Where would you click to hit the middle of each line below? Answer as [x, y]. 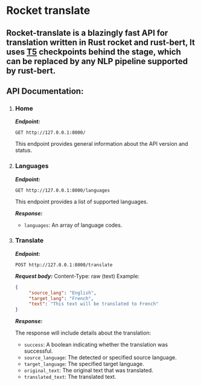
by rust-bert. [31, 70]
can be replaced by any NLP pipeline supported [97, 61]
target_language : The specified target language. [84, 364]
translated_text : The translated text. [70, 377]
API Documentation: [45, 91]
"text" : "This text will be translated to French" [94, 304]
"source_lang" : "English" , [62, 293]
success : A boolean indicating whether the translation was [96, 345]
